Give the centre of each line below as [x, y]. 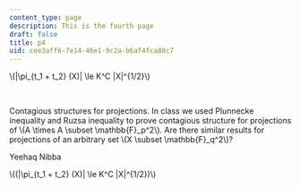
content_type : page [46, 17]
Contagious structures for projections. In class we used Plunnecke [132, 111]
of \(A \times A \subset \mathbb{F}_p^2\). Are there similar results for [137, 130]
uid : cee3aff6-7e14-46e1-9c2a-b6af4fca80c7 [92, 51]
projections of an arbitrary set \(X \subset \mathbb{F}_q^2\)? [121, 140]
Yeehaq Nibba [35, 157]
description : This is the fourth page [81, 26]
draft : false [34, 34]
